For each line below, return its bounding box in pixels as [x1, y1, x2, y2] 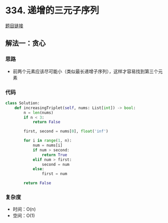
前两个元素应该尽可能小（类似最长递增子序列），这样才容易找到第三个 [12, 68, 158, 74]
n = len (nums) [23, 110, 54, 115]
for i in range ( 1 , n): [23, 138, 72, 143]
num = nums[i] [32, 143, 63, 148]
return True [41, 152, 67, 158]
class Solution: [5, 100, 40, 105]
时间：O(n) [12, 206, 36, 212]
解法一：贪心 [5, 39, 46, 48]
